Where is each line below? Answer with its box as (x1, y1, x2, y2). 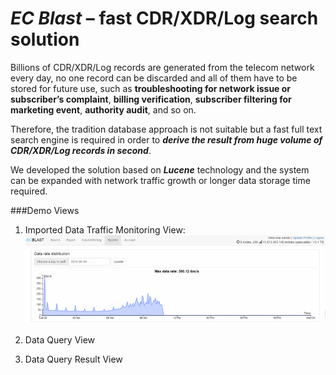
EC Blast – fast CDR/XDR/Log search (10, 7, 319, 30)
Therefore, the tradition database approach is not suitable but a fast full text (10, 123, 323, 135)
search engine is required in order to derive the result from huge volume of (10, 133, 323, 146)
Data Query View (24, 334, 96, 346)
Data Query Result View (24, 353, 123, 366)
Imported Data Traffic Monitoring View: (24, 223, 186, 236)
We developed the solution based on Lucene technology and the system (10, 163, 310, 176)
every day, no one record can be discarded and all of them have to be (10, 72, 298, 84)
